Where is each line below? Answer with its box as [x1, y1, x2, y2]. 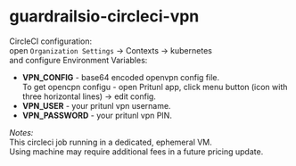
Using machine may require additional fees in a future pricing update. [9, 145, 264, 157]
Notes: [9, 127, 34, 137]
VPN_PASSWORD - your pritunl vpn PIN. [21, 110, 172, 120]
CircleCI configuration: [9, 36, 93, 46]
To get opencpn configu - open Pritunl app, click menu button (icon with [21, 81, 288, 92]
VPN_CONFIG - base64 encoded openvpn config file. [21, 71, 220, 82]
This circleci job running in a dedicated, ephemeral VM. [9, 137, 212, 147]
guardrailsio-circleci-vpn [9, 6, 200, 27]
